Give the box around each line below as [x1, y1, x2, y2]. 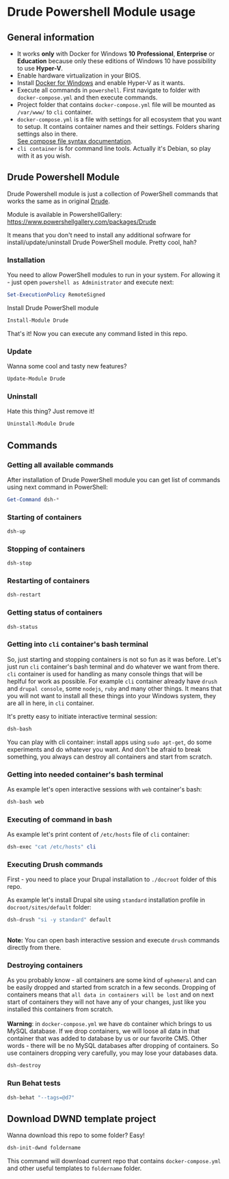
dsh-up [7, 528, 26, 535]
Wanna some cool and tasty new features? [7, 362, 127, 370]
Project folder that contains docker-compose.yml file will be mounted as [16, 101, 215, 108]
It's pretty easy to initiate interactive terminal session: [7, 712, 158, 720]
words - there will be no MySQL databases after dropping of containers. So [7, 1042, 219, 1050]
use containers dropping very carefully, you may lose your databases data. [7, 1049, 218, 1057]
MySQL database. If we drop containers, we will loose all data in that [7, 1027, 200, 1036]
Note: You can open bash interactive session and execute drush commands [7, 936, 220, 944]
